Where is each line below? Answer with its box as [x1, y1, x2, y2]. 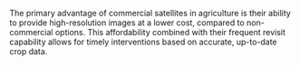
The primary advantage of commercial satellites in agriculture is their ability [9, 8, 292, 18]
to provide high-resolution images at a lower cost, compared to [9, 17, 245, 28]
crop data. [9, 46, 48, 57]
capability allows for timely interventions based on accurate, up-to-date [9, 36, 278, 47]
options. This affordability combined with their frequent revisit [54, 27, 285, 37]
